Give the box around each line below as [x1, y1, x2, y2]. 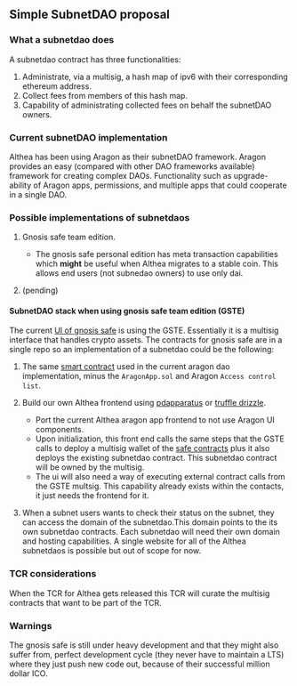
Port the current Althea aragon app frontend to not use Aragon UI [35, 415, 276, 425]
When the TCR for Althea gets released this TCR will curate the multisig [9, 587, 270, 599]
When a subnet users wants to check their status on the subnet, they [21, 507, 275, 519]
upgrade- [233, 170, 269, 181]
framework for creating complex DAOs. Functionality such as [9, 170, 232, 181]
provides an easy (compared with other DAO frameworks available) [9, 160, 255, 172]
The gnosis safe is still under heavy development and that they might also [9, 640, 279, 650]
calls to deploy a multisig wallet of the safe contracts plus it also [35, 443, 270, 454]
